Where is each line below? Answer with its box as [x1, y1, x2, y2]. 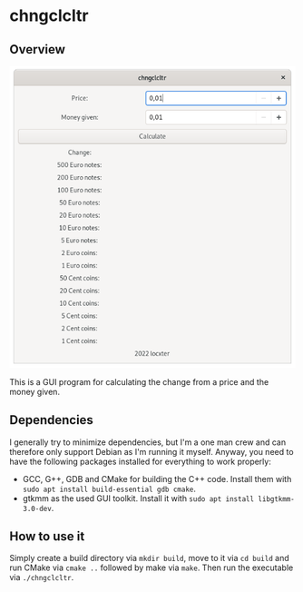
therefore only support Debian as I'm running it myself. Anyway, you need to [9, 446, 294, 457]
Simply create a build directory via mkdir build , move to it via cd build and [9, 553, 289, 564]
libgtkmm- [258, 494, 295, 504]
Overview [9, 42, 66, 57]
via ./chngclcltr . [9, 572, 74, 583]
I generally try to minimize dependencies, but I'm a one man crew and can [9, 437, 287, 448]
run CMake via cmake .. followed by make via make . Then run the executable [9, 562, 294, 573]
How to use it [9, 528, 85, 544]
